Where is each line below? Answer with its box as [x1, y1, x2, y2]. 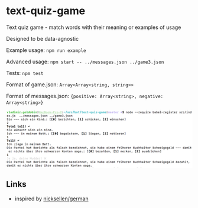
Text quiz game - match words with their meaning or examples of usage [6, 24, 181, 31]
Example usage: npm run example [6, 46, 86, 54]
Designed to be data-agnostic [6, 35, 79, 42]
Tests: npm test [6, 69, 44, 76]
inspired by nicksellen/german [14, 195, 89, 202]
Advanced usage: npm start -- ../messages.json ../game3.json [6, 58, 164, 65]
